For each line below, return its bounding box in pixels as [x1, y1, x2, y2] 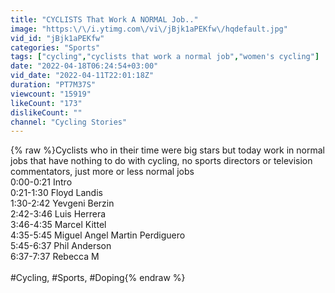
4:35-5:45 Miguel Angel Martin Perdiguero [10, 229, 186, 241]
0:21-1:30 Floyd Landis [10, 187, 103, 199]
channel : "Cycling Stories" [10, 117, 128, 127]
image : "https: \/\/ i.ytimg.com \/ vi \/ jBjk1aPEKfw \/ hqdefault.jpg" [10, 24, 288, 34]
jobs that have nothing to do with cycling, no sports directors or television [10, 155, 313, 167]
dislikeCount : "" [10, 107, 83, 118]
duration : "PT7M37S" [10, 80, 97, 90]
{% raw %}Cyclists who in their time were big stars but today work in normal [10, 144, 325, 156]
